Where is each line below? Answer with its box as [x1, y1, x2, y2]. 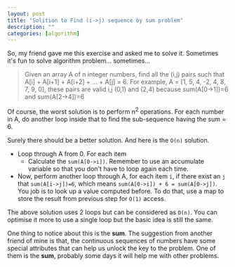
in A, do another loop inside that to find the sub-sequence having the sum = [7, 115, 227, 123]
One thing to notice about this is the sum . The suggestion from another [7, 229, 213, 237]
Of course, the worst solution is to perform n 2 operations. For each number [7, 106, 224, 116]
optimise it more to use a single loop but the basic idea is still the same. [7, 215, 214, 223]
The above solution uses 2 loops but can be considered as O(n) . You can [7, 208, 217, 216]
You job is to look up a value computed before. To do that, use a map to [17, 187, 224, 195]
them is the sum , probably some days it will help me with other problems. [7, 251, 220, 260]
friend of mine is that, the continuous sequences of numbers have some [7, 236, 216, 245]
